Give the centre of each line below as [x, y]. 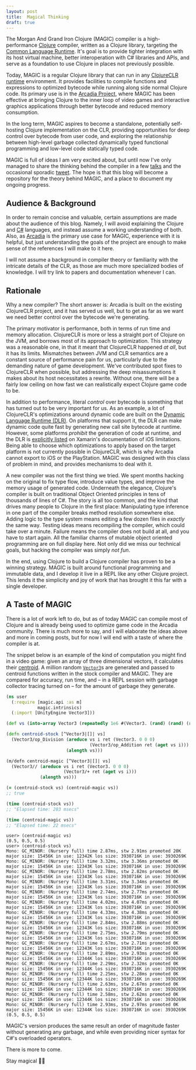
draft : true [20, 22]
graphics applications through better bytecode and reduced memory [88, 106]
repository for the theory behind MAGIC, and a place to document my [90, 178]
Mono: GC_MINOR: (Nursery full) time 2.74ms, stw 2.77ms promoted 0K [92, 892]
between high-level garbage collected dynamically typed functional [87, 142]
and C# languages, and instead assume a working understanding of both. [94, 230]
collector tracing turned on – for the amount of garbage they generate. [91, 686]
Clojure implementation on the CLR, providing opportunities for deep [107, 130]
